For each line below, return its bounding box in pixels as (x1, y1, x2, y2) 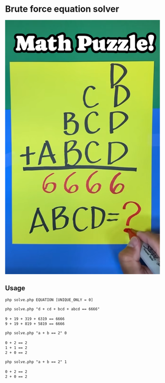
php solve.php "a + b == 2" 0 (5, 330, 67, 336)
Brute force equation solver (5, 3, 119, 15)
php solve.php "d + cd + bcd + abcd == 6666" (5, 307, 100, 312)
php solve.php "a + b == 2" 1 (5, 359, 67, 364)
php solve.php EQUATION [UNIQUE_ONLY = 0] (5, 298, 93, 302)
